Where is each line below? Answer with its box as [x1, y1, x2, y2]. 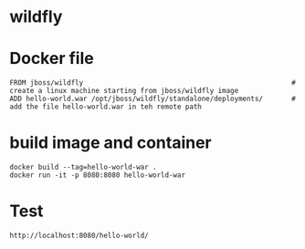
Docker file [9, 48, 94, 69]
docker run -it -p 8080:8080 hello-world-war [9, 171, 185, 180]
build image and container [9, 132, 212, 153]
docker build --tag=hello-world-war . [9, 162, 157, 172]
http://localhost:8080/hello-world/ [9, 231, 149, 240]
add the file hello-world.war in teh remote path [9, 102, 203, 111]
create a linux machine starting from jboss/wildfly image [9, 87, 239, 96]
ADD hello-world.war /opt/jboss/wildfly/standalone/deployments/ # [9, 94, 297, 104]
